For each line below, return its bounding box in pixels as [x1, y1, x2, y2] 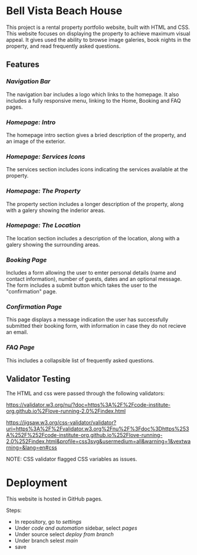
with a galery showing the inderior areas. [6, 207, 106, 214]
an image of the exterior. [6, 138, 66, 145]
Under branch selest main [14, 537, 78, 544]
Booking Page [6, 256, 47, 264]
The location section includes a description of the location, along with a [6, 234, 180, 241]
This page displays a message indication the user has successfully [6, 316, 169, 323]
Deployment [6, 476, 68, 489]
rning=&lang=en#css [6, 444, 57, 451]
